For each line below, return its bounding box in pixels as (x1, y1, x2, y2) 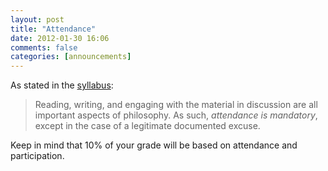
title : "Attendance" (10, 24, 97, 34)
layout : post (10, 14, 65, 25)
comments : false (10, 42, 78, 53)
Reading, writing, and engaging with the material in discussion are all (34, 99, 318, 111)
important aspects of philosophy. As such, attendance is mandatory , (34, 109, 318, 121)
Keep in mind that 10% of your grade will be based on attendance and (10, 139, 298, 151)
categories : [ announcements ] (10, 52, 132, 62)
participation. (10, 150, 65, 162)
